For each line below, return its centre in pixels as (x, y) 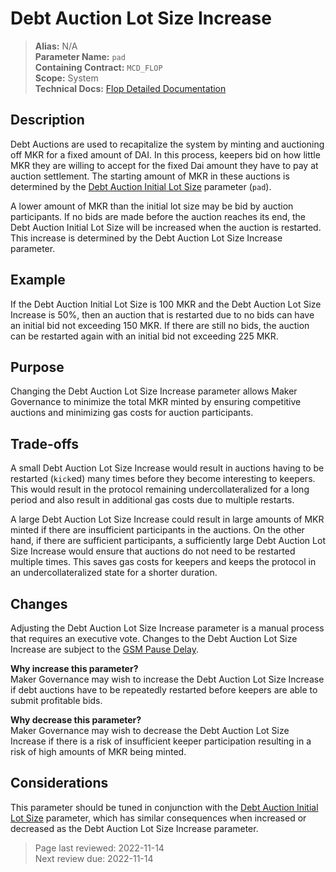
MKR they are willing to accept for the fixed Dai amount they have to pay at (164, 165)
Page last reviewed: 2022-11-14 (99, 848)
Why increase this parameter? (74, 668)
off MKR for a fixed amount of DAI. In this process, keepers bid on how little (165, 154)
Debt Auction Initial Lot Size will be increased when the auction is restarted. (166, 227)
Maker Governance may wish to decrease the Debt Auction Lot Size (150, 730)
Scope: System (66, 78)
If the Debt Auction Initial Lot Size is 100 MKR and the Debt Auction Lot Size (166, 304)
